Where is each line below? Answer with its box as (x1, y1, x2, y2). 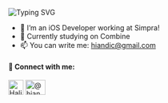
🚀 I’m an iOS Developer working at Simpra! (19, 23, 160, 32)
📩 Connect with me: (8, 61, 75, 71)
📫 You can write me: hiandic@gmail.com (19, 41, 156, 50)
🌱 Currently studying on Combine (19, 32, 130, 41)
